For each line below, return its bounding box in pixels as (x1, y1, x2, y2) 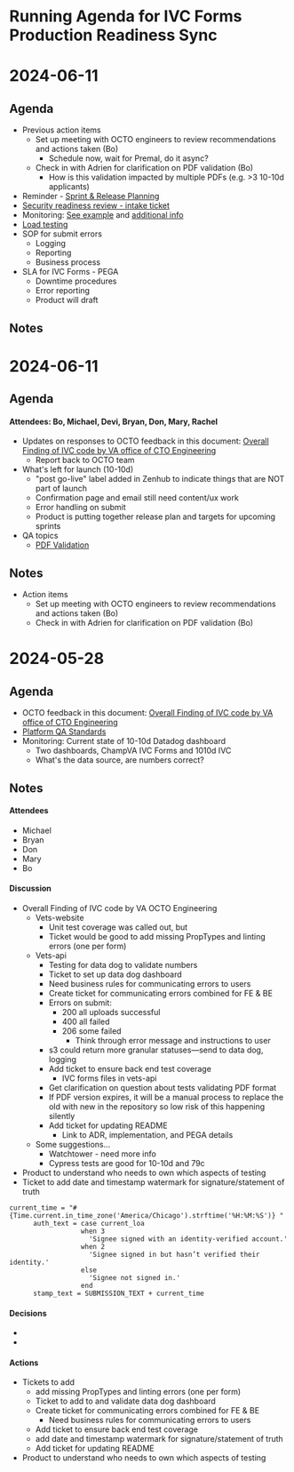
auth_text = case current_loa (32, 1219, 145, 1228)
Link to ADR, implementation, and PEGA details (61, 1129, 234, 1140)
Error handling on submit (35, 502, 126, 513)
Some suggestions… (35, 1139, 111, 1149)
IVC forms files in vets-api (61, 1073, 157, 1084)
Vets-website (35, 912, 84, 923)
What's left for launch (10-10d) (21, 464, 134, 475)
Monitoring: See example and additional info (21, 210, 184, 220)
